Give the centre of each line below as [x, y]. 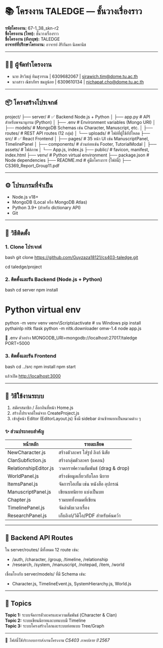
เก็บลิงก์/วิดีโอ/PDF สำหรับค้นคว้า [90, 515]
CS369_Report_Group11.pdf [32, 166]
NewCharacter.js [27, 452]
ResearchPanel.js [27, 515]
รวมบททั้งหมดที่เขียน [77, 499]
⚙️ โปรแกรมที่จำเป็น [29, 185]
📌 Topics [18, 603]
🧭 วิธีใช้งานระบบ [24, 396]
